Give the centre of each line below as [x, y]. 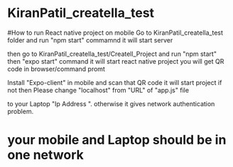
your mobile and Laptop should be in [117, 140]
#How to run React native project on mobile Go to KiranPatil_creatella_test [115, 33]
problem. [21, 111]
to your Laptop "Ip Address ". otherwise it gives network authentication [111, 103]
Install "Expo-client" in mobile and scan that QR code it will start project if [115, 82]
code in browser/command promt [56, 69]
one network [45, 155]
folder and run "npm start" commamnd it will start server [90, 40]
